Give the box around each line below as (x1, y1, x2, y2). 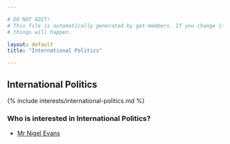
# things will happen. (7, 29, 72, 35)
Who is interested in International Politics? (7, 113, 151, 123)
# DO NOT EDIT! (7, 16, 51, 23)
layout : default (7, 41, 53, 48)
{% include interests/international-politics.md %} (7, 96, 145, 104)
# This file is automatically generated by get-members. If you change (7, 22, 216, 29)
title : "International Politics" (7, 47, 103, 55)
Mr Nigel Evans (16, 129, 60, 137)
